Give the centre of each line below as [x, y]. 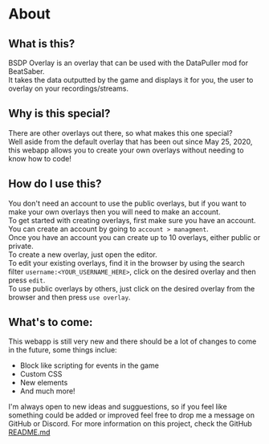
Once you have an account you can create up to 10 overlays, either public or [134, 237]
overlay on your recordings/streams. [69, 88]
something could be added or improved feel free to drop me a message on [132, 415]
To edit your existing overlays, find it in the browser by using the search [126, 263]
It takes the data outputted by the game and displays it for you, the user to [131, 80]
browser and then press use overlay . [69, 297]
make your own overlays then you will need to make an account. [114, 212]
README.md [29, 432]
